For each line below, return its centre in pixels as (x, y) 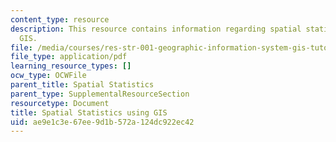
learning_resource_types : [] (71, 66)
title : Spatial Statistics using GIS (89, 112)
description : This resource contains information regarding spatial (156, 29)
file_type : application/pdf (69, 57)
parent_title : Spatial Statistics (82, 85)
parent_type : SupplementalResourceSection (100, 94)
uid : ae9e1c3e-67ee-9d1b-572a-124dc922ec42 (102, 122)
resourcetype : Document (60, 103)
